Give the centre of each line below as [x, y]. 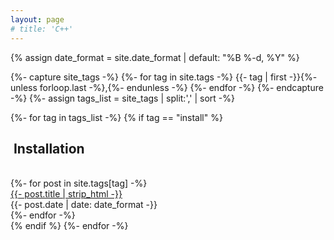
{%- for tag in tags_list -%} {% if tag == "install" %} [116, 117]
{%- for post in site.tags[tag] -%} [79, 183]
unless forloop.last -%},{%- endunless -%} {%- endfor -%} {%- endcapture [167, 87]
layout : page [37, 19]
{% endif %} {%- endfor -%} [69, 226]
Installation [49, 148]
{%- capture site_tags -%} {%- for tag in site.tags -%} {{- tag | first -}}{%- [164, 77]
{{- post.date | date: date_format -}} [84, 205]
